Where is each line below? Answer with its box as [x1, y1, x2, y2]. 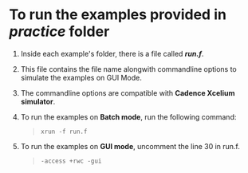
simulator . [20, 96, 56, 106]
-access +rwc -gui [40, 157, 102, 165]
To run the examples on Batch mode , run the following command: [20, 112, 237, 121]
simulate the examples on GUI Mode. [20, 73, 142, 82]
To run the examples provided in [9, 6, 226, 24]
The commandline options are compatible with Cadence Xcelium [20, 88, 235, 97]
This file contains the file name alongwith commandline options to [20, 64, 238, 73]
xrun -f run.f [40, 128, 88, 136]
